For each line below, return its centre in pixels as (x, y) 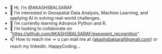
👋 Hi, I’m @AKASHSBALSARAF (41, 8)
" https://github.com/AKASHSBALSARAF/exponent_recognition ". (75, 34)
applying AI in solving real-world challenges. (55, 18)
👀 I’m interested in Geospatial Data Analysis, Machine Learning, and (79, 13)
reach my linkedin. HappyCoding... (45, 46)
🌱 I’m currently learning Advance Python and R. (58, 23)
